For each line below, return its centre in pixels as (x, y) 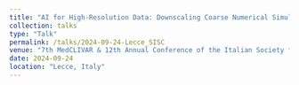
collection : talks (43, 26)
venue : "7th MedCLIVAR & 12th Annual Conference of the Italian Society (147, 50)
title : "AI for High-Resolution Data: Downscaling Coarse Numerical (139, 17)
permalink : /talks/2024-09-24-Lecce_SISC (87, 42)
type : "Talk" (33, 34)
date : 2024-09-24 (41, 58)
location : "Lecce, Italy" (57, 67)
